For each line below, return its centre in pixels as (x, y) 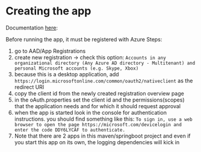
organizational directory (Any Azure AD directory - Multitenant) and (105, 63)
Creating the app (48, 11)
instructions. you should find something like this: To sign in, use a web (104, 119)
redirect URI (29, 87)
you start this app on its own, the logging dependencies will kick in (97, 142)
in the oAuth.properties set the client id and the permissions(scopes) (99, 100)
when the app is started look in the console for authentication (90, 112)
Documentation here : (32, 28)
